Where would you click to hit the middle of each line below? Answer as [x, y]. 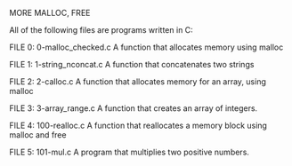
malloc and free [38, 135]
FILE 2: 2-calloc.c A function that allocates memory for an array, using [138, 82]
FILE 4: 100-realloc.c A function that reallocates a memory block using [138, 125]
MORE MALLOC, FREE [50, 13]
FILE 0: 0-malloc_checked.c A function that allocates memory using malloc [146, 47]
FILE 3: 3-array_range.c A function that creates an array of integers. [134, 108]
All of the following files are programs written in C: [101, 30]
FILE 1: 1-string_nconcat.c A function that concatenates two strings [132, 64]
